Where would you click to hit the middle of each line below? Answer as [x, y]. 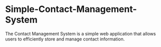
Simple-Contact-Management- [71, 9]
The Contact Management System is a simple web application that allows [80, 33]
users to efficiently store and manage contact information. [65, 39]
